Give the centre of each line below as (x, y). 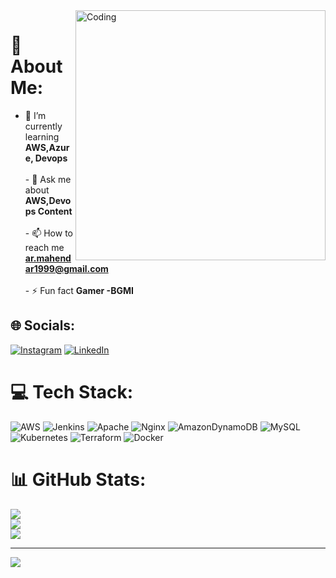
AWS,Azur (47, 147)
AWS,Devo (48, 200)
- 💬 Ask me (48, 179)
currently (43, 126)
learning (42, 136)
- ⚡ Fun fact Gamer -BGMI (79, 290)
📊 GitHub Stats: (78, 479)
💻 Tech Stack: (72, 391)
